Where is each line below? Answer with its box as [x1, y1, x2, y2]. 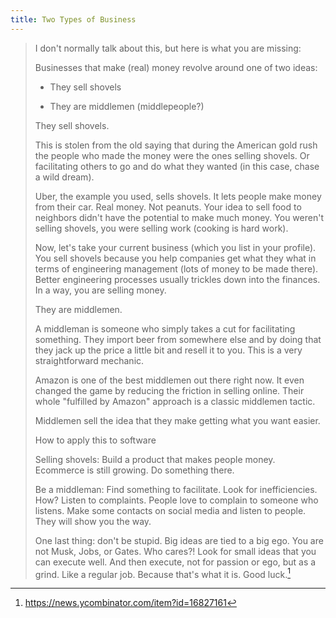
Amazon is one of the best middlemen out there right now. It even [34, 374, 305, 386]
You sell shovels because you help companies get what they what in [34, 252, 317, 264]
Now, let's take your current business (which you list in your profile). [34, 241, 317, 253]
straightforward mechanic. [34, 354, 145, 366]
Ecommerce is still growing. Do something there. [34, 464, 235, 476]
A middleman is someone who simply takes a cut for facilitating [34, 322, 296, 335]
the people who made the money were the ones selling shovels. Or [34, 149, 310, 161]
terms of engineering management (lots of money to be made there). [34, 262, 319, 275]
